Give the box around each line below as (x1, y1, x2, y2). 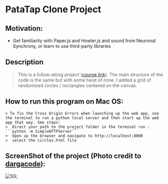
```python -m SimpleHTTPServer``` (5, 129, 79, 134)
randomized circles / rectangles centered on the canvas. (17, 82, 137, 88)
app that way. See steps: (5, 119, 60, 125)
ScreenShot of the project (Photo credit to (5, 152, 142, 160)
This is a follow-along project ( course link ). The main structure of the (17, 71, 163, 77)
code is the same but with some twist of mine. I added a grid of (17, 77, 152, 83)
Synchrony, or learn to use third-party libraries (12, 43, 111, 49)
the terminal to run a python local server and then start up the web (5, 115, 159, 120)
